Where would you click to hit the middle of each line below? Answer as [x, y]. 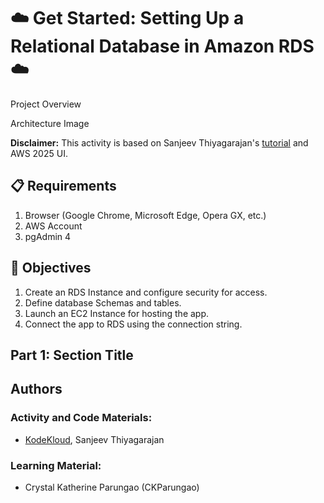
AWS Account [53, 226]
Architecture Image [50, 123]
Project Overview [46, 104]
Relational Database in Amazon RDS [162, 46]
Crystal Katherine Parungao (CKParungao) [112, 487]
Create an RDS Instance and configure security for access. [146, 292]
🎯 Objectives [51, 268]
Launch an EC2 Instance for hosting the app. [117, 313]
